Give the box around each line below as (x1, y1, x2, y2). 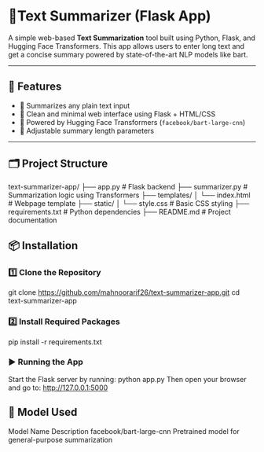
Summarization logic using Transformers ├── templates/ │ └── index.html (8, 190, 251, 200)
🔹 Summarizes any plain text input (19, 101, 130, 110)
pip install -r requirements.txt (8, 337, 102, 347)
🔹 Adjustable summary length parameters (19, 126, 155, 135)
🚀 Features (8, 80, 62, 94)
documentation (8, 215, 57, 225)
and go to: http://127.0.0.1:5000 (8, 383, 108, 392)
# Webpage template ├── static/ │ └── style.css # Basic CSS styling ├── (8, 198, 250, 208)
